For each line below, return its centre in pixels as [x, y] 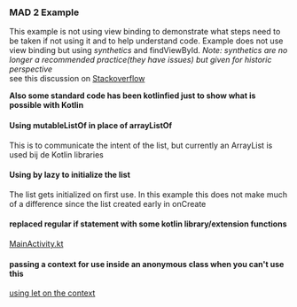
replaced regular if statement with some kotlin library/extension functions [148, 224]
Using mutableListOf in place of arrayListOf [91, 125]
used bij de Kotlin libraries [56, 154]
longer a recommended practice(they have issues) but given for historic [141, 60]
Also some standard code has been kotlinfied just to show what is [133, 96]
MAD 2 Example [44, 12]
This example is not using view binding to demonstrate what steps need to [145, 32]
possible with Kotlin [47, 105]
